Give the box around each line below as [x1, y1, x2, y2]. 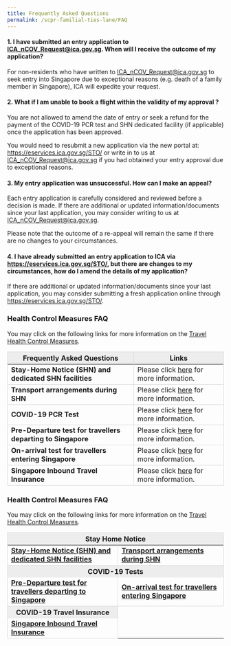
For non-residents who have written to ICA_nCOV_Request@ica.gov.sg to [7, 67, 214, 76]
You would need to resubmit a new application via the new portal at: [7, 141, 199, 149]
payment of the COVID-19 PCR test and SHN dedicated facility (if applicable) [7, 120, 224, 129]
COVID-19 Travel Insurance [16, 608, 110, 617]
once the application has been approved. [7, 128, 124, 136]
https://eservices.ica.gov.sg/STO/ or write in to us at [7, 148, 155, 157]
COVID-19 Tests [87, 566, 144, 576]
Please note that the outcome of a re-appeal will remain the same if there [7, 230, 214, 238]
